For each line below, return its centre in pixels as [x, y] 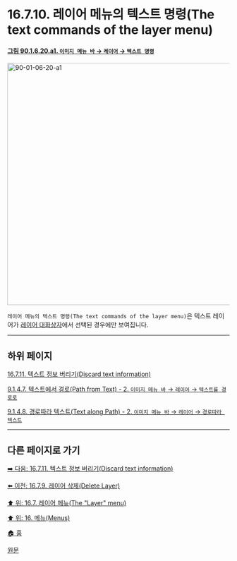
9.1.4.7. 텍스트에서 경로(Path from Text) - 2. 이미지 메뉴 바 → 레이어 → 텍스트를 [113, 390]
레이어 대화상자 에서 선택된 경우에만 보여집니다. [84, 325]
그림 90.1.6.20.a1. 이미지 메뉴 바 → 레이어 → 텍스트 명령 [81, 51]
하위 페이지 [30, 356]
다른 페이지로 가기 [44, 450]
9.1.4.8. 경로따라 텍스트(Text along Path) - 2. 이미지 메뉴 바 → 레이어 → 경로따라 [115, 412]
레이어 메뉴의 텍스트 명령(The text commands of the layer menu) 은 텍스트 [109, 316]
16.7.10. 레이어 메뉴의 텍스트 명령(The [111, 14]
